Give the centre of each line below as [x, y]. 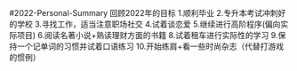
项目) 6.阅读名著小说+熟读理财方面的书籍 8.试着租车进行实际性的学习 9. [147, 35]
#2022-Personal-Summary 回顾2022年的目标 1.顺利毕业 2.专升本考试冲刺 [144, 13]
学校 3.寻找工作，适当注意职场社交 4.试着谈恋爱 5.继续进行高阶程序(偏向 [148, 24]
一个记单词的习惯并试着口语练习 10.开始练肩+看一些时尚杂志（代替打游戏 [150, 46]
